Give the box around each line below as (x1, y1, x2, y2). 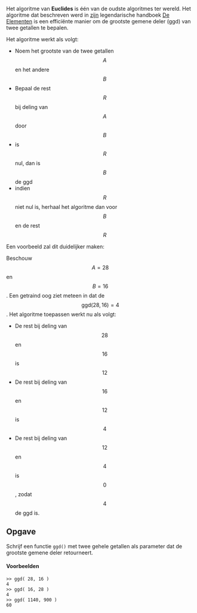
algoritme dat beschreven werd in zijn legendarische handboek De (6, 11, 170, 19)
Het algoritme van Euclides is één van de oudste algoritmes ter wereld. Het (6, 5, 191, 12)
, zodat (14, 491, 32, 497)
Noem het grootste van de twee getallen (14, 47, 115, 54)
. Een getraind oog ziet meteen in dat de (6, 292, 105, 299)
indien (14, 185, 30, 192)
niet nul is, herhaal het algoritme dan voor (14, 204, 118, 210)
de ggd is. (14, 509, 40, 517)
